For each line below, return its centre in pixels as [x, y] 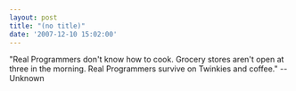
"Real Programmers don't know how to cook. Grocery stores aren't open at [147, 60]
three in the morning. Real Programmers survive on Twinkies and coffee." [144, 69]
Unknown [27, 79]
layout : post [33, 17]
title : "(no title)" [48, 26]
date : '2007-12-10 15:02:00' [63, 34]
